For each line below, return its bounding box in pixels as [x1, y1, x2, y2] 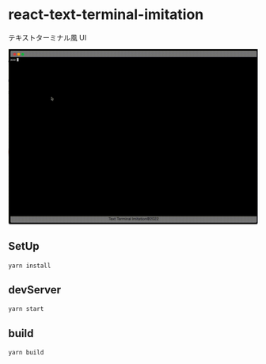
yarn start [8, 305, 44, 313]
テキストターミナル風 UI [8, 33, 87, 42]
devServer [8, 283, 62, 297]
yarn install [8, 262, 51, 270]
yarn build [8, 349, 44, 357]
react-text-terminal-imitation [8, 6, 204, 24]
